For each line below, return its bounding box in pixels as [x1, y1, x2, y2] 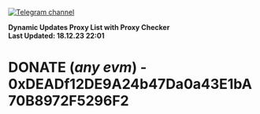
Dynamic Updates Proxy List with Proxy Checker [8, 23, 170, 31]
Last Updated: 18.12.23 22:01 [8, 31, 105, 40]
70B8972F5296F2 [8, 92, 129, 110]
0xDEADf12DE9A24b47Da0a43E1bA [8, 75, 252, 94]
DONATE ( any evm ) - [8, 59, 147, 76]
